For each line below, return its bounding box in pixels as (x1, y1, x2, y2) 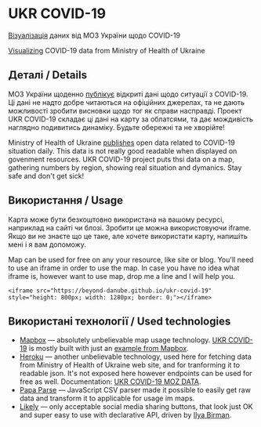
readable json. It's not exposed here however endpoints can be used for (19, 369, 252, 378)
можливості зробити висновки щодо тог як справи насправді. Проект (8, 106, 242, 115)
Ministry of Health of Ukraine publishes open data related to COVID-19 (8, 138, 235, 147)
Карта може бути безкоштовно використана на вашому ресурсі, (8, 215, 225, 224)
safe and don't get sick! (8, 171, 85, 180)
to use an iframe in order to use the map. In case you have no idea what (8, 263, 240, 273)
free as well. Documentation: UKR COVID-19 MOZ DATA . (19, 377, 201, 386)
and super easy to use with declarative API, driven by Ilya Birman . (19, 411, 232, 420)
